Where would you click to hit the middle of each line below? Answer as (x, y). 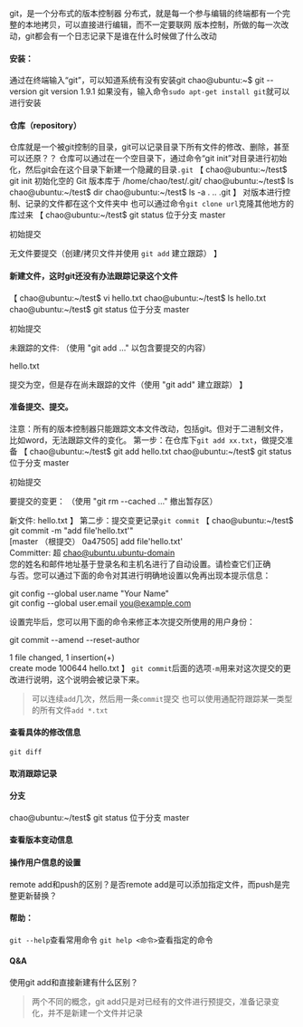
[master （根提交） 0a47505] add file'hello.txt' (96, 541)
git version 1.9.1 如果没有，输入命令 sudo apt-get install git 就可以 (165, 91)
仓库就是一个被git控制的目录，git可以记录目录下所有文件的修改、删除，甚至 (150, 147)
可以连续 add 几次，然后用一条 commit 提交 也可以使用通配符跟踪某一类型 (162, 698)
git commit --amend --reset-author (75, 639)
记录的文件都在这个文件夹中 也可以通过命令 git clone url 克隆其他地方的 (160, 204)
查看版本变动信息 (41, 840)
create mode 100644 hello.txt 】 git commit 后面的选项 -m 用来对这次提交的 (146, 667)
